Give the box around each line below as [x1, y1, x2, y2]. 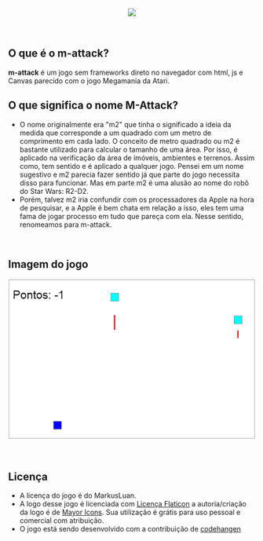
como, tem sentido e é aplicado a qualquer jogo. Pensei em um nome [19, 161, 244, 170]
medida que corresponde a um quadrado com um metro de [19, 128, 212, 137]
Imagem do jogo [8, 258, 89, 271]
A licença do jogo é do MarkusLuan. [19, 491, 137, 500]
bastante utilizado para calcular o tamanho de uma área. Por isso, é [19, 144, 238, 154]
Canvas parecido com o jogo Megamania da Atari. [8, 75, 170, 86]
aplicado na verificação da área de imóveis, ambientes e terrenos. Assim [19, 153, 255, 163]
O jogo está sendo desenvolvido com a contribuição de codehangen [19, 525, 242, 534]
